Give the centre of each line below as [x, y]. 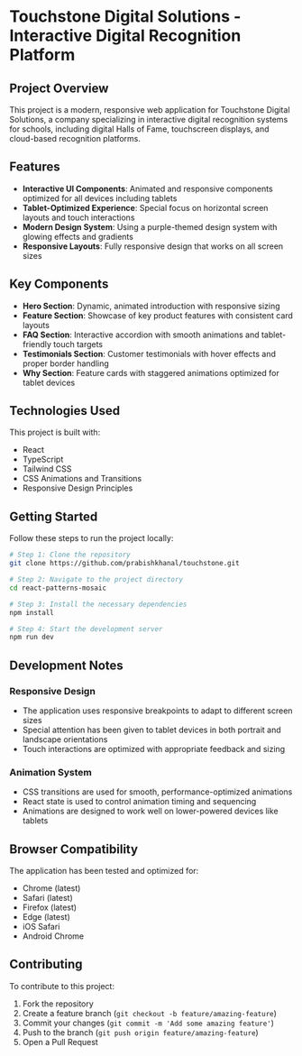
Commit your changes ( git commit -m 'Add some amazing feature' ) [148, 1023]
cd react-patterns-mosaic [58, 588]
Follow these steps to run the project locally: [92, 538]
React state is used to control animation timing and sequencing [139, 802]
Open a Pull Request [60, 1042]
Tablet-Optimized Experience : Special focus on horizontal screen [145, 207]
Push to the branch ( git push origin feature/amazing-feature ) [140, 1032]
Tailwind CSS [47, 469]
